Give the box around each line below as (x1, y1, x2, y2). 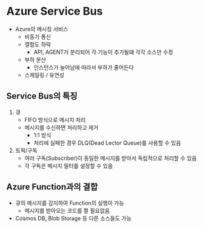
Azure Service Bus (6, 4, 103, 18)
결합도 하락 (24, 40, 51, 48)
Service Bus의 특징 (6, 91, 78, 102)
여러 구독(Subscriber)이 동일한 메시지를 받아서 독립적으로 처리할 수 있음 (24, 154, 197, 162)
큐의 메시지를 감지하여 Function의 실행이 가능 (15, 199, 124, 207)
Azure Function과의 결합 (6, 182, 98, 192)
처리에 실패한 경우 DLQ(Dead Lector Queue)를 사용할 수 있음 (33, 139, 182, 146)
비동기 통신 (24, 32, 51, 40)
